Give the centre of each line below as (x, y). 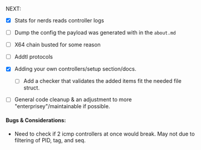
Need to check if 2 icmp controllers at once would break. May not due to (104, 134)
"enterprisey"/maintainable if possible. (62, 106)
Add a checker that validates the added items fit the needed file (102, 81)
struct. (31, 88)
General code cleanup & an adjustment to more (73, 100)
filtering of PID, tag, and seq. (50, 140)
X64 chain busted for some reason (57, 45)
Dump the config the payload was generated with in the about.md (95, 33)
